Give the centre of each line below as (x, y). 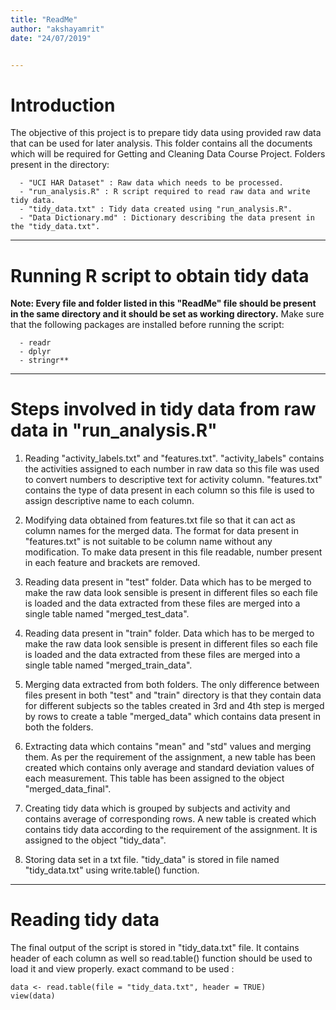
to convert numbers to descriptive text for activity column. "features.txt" (173, 480)
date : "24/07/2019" (51, 38)
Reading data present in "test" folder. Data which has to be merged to (168, 582)
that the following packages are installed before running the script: (147, 325)
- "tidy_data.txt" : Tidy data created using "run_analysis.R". (156, 209)
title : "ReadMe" (44, 19)
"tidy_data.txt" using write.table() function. (112, 870)
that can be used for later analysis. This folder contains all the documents (161, 143)
